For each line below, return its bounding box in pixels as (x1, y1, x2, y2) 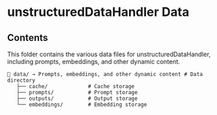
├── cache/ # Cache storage (16, 83, 135, 90)
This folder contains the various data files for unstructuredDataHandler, (7, 50, 211, 58)
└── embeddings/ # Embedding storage (16, 101, 148, 108)
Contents (7, 32, 49, 44)
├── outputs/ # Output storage (16, 95, 138, 102)
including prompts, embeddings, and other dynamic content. (7, 57, 180, 66)
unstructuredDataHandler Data (7, 4, 189, 20)
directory (7, 77, 36, 84)
